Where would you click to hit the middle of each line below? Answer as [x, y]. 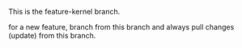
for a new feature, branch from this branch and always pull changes [121, 27]
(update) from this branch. [52, 36]
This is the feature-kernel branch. [64, 12]
